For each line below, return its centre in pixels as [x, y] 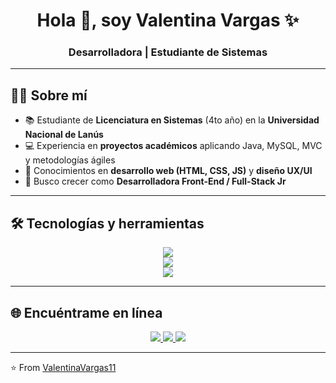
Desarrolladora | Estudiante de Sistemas [168, 52]
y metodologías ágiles [70, 160]
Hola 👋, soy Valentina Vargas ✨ [168, 20]
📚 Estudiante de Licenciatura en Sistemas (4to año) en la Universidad [172, 120]
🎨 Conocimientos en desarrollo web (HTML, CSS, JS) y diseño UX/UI [168, 171]
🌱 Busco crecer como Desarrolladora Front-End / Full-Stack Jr [155, 181]
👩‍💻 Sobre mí [49, 95]
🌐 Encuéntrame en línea [86, 312]
